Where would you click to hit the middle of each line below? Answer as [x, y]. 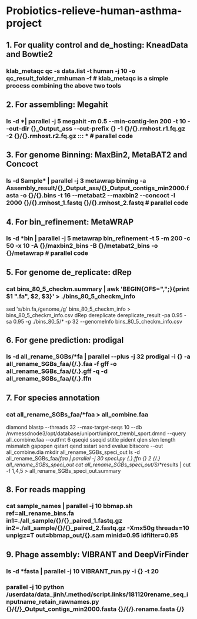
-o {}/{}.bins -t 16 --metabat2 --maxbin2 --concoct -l [98, 196]
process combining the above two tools [64, 85]
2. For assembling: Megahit [57, 104]
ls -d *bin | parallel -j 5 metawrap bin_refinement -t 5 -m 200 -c [98, 238]
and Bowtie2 [29, 54]
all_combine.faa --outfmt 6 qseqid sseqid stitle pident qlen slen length [91, 440]
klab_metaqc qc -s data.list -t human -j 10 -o [71, 70]
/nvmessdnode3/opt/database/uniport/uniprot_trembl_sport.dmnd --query [96, 433]
